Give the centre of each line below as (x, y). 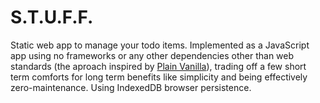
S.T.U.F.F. (52, 17)
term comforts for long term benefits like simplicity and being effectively (159, 77)
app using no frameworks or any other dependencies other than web (152, 55)
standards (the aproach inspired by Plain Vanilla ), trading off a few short (158, 66)
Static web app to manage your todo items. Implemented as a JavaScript (160, 45)
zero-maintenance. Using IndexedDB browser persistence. (131, 87)
